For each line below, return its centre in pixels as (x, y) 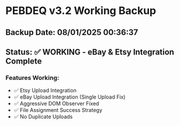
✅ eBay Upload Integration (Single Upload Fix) (70, 97)
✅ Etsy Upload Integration (45, 90)
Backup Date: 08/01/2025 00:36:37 (72, 32)
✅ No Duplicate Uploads (43, 117)
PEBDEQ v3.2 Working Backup (81, 11)
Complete (24, 61)
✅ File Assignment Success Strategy (58, 110)
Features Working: (32, 78)
